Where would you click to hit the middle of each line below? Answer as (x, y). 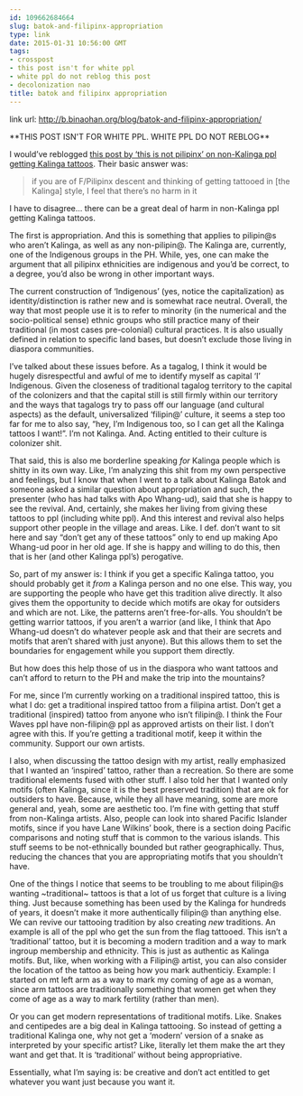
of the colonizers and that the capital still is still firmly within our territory (143, 395)
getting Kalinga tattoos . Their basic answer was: (99, 163)
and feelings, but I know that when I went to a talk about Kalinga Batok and (148, 479)
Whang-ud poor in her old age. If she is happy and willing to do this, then (145, 546)
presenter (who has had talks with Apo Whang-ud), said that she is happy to (151, 498)
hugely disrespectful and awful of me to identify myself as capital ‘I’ (135, 376)
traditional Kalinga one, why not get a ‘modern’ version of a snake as (137, 1036)
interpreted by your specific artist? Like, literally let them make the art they (147, 1045)
